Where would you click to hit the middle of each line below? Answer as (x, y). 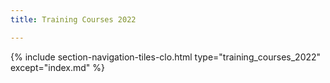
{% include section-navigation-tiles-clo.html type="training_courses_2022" (166, 57)
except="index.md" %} (58, 67)
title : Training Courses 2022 (73, 19)
